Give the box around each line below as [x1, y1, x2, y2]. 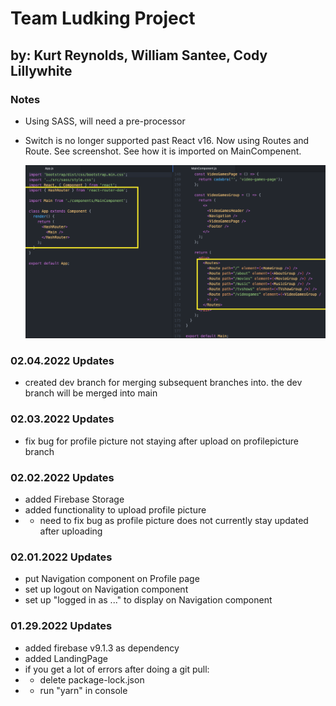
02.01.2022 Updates [10, 550, 113, 564]
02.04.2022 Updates [10, 353, 115, 367]
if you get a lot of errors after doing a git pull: [24, 663, 210, 675]
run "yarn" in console [39, 684, 128, 696]
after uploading [39, 525, 103, 537]
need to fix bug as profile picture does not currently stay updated [39, 514, 309, 526]
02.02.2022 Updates [10, 470, 115, 484]
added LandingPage [24, 652, 108, 664]
